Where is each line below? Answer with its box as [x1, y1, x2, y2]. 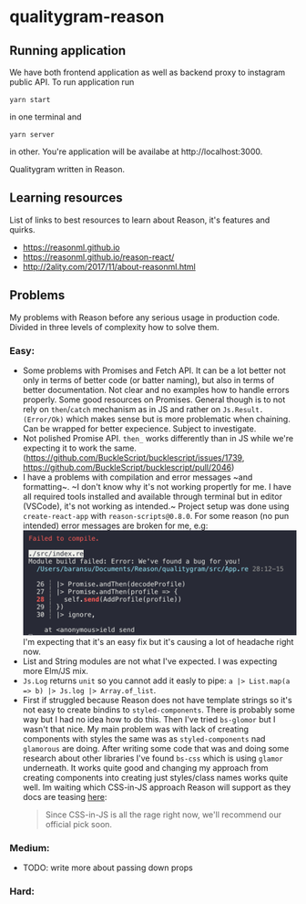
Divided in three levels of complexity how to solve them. [9, 321, 220, 332]
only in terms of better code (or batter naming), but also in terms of [22, 374, 275, 385]
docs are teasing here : [22, 792, 107, 803]
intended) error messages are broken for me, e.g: [22, 520, 209, 531]
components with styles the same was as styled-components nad [22, 733, 266, 744]
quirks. [9, 223, 36, 234]
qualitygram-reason [9, 6, 165, 27]
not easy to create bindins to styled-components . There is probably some [22, 704, 296, 715]
